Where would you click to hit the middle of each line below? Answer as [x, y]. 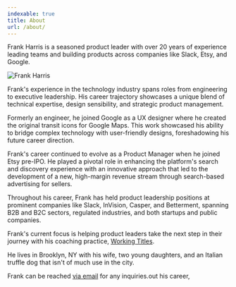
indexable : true [31, 14]
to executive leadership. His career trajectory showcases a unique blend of [116, 97]
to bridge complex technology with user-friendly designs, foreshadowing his [118, 133]
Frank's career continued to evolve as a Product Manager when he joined [114, 154]
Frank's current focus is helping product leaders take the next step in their [115, 234]
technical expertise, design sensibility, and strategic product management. [116, 104]
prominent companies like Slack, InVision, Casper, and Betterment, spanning [118, 205]
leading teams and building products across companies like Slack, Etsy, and [117, 54]
